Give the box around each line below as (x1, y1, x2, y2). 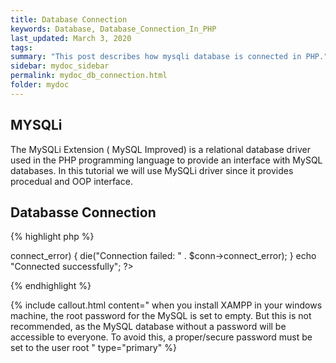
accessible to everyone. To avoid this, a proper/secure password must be (10, 331, 313, 343)
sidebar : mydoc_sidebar (10, 61, 110, 71)
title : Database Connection (10, 14, 128, 25)
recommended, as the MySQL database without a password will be (10, 321, 287, 333)
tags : (10, 42, 33, 53)
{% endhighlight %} (10, 280, 92, 292)
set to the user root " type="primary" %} (10, 342, 177, 354)
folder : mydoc (10, 80, 70, 90)
